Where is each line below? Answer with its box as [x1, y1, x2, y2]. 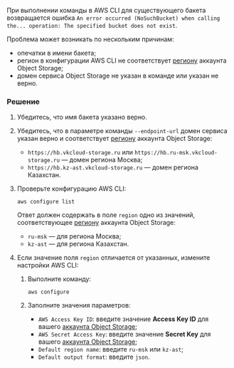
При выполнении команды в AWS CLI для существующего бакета [6, 6, 206, 14]
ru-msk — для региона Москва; [27, 232, 122, 241]
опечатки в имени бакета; [16, 49, 97, 57]
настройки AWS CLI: [16, 261, 79, 270]
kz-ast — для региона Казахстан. [27, 240, 129, 248]
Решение [6, 96, 41, 106]
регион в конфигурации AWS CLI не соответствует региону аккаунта [16, 56, 227, 65]
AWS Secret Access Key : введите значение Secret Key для [38, 330, 211, 339]
